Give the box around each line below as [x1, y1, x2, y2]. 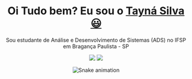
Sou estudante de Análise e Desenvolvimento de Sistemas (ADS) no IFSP [5, 36, 187, 43]
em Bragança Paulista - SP [63, 43, 129, 50]
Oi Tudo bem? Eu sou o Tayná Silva [7, 4, 185, 18]
